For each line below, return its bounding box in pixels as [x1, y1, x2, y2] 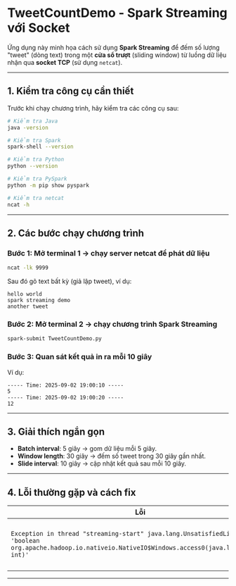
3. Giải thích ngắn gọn [7, 425, 105, 437]
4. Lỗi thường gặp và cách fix [7, 486, 136, 498]
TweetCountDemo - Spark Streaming [7, 5, 228, 21]
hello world [7, 291, 42, 298]
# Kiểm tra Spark [7, 137, 61, 144]
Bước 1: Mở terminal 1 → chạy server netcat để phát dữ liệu [7, 248, 210, 258]
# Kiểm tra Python [7, 156, 65, 163]
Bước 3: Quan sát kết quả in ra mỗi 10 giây [7, 352, 152, 362]
